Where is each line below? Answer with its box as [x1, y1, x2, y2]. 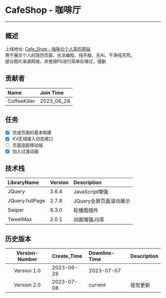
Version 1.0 [14, 267, 41, 274]
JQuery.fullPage [7, 198, 45, 204]
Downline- [88, 249, 115, 256]
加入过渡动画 [12, 148, 39, 154]
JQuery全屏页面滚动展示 [73, 198, 130, 204]
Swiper [7, 206, 24, 213]
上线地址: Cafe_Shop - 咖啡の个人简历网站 [5, 46, 90, 52]
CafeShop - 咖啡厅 [5, 4, 82, 16]
